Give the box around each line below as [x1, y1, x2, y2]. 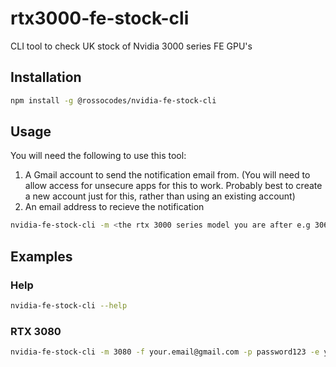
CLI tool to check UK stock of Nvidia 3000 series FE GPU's [10, 40, 253, 52]
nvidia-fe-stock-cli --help [10, 301, 128, 311]
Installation [10, 69, 82, 86]
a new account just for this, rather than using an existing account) [24, 190, 296, 202]
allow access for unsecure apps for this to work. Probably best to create [24, 180, 323, 192]
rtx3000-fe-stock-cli [10, 7, 190, 30]
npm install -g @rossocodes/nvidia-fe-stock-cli [10, 95, 217, 106]
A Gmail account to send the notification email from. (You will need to [24, 169, 311, 181]
